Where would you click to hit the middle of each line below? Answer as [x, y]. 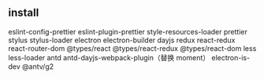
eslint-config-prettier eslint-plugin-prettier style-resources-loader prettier [128, 31]
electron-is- [231, 57]
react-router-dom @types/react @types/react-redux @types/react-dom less [132, 48]
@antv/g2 [38, 66]
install [24, 13]
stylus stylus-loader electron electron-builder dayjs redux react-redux [122, 40]
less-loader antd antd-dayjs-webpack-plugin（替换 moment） [109, 57]
